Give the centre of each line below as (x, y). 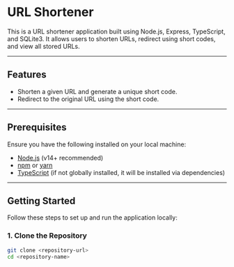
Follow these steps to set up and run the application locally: (92, 218)
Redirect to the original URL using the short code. (88, 99)
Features (27, 75)
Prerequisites (37, 127)
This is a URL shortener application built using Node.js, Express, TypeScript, (116, 31)
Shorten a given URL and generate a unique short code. (97, 91)
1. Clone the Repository (47, 236)
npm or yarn (35, 165)
